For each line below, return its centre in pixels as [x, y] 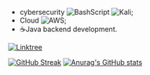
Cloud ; [43, 20]
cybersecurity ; [76, 12]
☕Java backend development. [68, 29]
